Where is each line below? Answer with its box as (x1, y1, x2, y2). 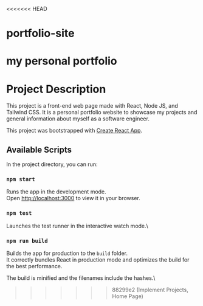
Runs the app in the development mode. (6, 188, 106, 195)
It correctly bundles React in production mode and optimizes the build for (6, 256, 190, 263)
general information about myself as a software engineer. (6, 115, 150, 122)
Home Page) (112, 293, 144, 300)
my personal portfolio (6, 54, 117, 68)
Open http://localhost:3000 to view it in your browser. (6, 195, 141, 202)
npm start (6, 176, 35, 183)
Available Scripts (6, 144, 72, 155)
